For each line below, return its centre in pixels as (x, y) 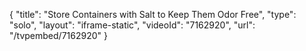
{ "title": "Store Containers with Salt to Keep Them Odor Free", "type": (153, 14)
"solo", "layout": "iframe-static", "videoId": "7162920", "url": (132, 25)
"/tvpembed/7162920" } (58, 35)
